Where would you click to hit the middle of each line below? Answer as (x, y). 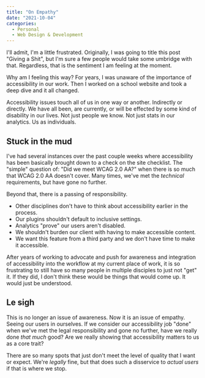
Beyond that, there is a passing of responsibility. (67, 194)
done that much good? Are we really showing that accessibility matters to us (103, 337)
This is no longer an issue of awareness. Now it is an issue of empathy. (96, 317)
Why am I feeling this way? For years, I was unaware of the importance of (99, 77)
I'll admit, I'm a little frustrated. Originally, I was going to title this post (93, 52)
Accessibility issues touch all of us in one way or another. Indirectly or (94, 103)
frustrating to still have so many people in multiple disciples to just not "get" (102, 270)
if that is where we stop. (37, 368)
